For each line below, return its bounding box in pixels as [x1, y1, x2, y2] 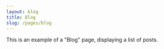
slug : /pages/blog [6, 20, 52, 26]
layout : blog [6, 8, 39, 15]
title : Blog [6, 14, 36, 20]
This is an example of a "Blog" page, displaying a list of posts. [6, 36, 158, 44]
